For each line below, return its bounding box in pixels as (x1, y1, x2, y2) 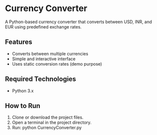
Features (5, 38, 32, 46)
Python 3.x (12, 88, 34, 94)
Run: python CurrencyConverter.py (12, 125, 82, 131)
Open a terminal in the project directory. (12, 120, 92, 125)
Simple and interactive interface (12, 56, 76, 62)
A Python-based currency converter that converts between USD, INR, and (5, 19, 152, 25)
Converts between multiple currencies (12, 51, 88, 56)
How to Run (5, 102, 41, 110)
